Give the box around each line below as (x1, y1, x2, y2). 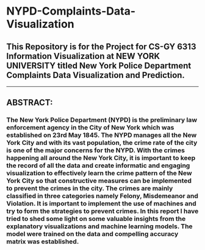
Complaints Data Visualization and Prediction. (6, 70, 185, 80)
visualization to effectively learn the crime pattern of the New (6, 169, 192, 178)
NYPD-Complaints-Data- (6, 4, 136, 18)
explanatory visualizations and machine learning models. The (6, 222, 193, 231)
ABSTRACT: (6, 97, 53, 108)
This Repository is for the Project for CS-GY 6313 (6, 41, 196, 52)
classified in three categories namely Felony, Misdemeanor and (6, 192, 198, 200)
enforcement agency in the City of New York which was (6, 123, 174, 132)
